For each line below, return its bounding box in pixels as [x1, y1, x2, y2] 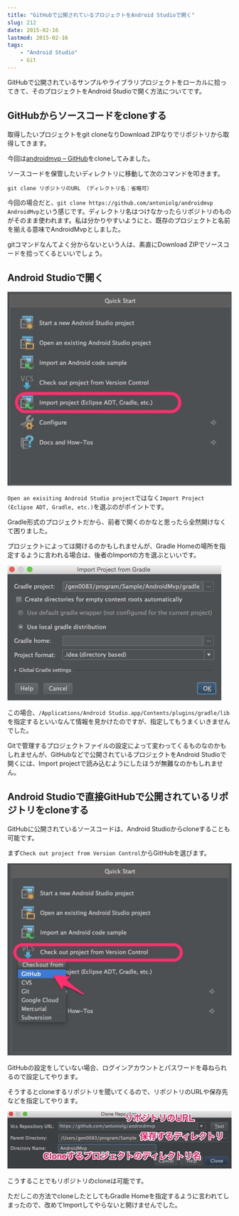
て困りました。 [7, 526, 51, 535]
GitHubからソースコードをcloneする [7, 110, 167, 122]
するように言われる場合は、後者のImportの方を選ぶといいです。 [13, 550, 201, 559]
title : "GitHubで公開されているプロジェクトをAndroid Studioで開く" [7, 11, 196, 19]
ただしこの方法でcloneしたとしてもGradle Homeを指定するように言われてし [7, 1191, 230, 1200]
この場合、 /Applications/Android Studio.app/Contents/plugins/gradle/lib [7, 708, 230, 716]
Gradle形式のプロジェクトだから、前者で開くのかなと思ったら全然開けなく [7, 517, 226, 526]
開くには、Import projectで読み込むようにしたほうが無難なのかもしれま [7, 759, 217, 768]
